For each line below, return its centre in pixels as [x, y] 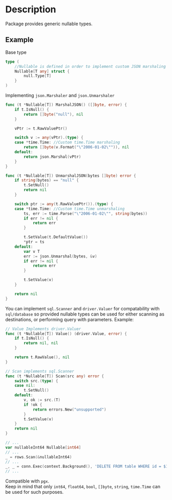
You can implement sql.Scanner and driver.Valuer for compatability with [82, 308]
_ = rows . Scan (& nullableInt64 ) [39, 457]
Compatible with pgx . [27, 481]
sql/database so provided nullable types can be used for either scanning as [85, 314]
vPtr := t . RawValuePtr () [41, 128]
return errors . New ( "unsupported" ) [69, 410]
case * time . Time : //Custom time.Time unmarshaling [70, 209]
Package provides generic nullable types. [49, 24]
